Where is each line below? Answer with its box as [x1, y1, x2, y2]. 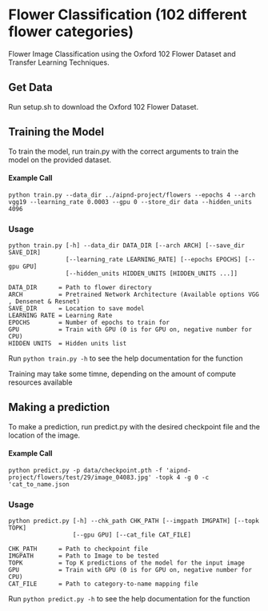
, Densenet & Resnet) [8, 298, 81, 305]
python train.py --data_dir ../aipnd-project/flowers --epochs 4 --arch [8, 190, 256, 199]
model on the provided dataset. [8, 154, 112, 165]
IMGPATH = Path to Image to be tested [8, 552, 159, 561]
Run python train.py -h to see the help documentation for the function [8, 353, 243, 363]
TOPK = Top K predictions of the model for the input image [8, 559, 246, 567]
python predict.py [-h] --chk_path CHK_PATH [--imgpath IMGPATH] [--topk [8, 517, 260, 525]
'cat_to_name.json [8, 481, 70, 489]
